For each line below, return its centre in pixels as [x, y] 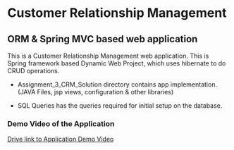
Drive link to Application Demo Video [61, 139]
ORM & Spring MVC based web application [103, 39]
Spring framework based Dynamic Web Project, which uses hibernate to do [117, 63]
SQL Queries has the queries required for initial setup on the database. [120, 106]
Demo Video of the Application [61, 123]
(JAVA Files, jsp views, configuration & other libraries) [96, 92]
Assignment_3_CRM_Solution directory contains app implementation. [117, 85]
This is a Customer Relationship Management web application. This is [108, 56]
